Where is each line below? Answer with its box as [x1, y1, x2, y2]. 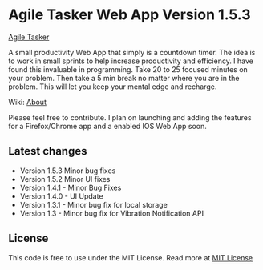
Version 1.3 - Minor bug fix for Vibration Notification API [19, 208, 204, 218]
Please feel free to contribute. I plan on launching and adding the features [8, 112, 252, 122]
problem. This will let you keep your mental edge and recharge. [8, 82, 217, 91]
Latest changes [8, 144, 87, 158]
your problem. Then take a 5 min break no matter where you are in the [8, 73, 240, 83]
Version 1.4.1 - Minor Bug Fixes [19, 183, 122, 192]
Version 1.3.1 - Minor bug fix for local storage [19, 199, 168, 209]
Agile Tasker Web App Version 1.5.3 [8, 6, 251, 24]
